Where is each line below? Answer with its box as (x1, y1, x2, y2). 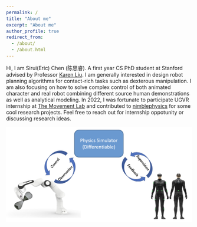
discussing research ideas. (6, 115, 72, 122)
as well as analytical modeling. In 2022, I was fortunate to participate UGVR (6, 96, 189, 103)
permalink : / (6, 9, 38, 15)
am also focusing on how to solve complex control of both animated (6, 83, 171, 91)
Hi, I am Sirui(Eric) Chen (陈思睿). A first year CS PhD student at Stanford (6, 64, 183, 71)
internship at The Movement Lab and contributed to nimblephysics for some (6, 102, 191, 109)
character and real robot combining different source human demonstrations (6, 90, 190, 97)
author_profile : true (6, 28, 60, 34)
